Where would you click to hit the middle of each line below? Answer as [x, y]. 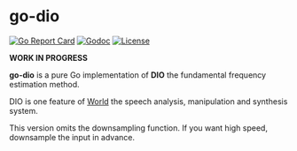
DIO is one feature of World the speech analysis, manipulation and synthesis [148, 101]
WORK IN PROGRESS [49, 57]
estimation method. [44, 84]
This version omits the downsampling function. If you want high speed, [139, 128]
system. [23, 110]
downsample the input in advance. [72, 137]
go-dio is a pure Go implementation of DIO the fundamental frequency [138, 75]
